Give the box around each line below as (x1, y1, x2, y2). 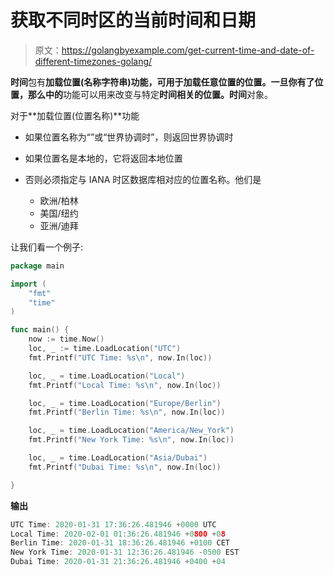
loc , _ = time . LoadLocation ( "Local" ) (28, 371, 186, 381)
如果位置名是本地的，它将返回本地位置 (24, 152, 183, 164)
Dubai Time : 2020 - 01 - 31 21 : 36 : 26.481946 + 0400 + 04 (10, 557, 226, 567)
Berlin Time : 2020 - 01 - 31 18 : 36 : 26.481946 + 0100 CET (10, 538, 230, 548)
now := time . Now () (28, 334, 105, 345)
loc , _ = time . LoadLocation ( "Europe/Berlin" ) (28, 398, 222, 408)
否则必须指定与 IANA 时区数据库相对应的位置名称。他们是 (24, 173, 262, 185)
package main (10, 261, 65, 271)
